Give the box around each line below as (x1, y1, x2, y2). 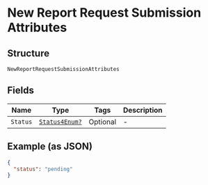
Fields (7, 85, 35, 97)
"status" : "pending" (13, 166, 73, 172)
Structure (7, 47, 50, 59)
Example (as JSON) (7, 140, 93, 152)
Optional (88, 117, 117, 127)
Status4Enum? (39, 118, 82, 126)
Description (122, 105, 163, 115)
